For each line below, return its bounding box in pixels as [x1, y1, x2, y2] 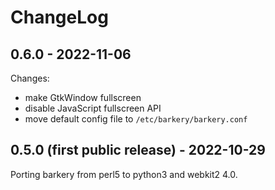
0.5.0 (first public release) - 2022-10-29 [10, 142, 266, 159]
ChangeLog [10, 6, 109, 29]
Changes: [10, 72, 50, 84]
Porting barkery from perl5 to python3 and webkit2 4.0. [10, 168, 238, 180]
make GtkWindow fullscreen [24, 92, 142, 103]
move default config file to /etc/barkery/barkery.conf [24, 113, 248, 125]
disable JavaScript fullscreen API [24, 102, 162, 114]
